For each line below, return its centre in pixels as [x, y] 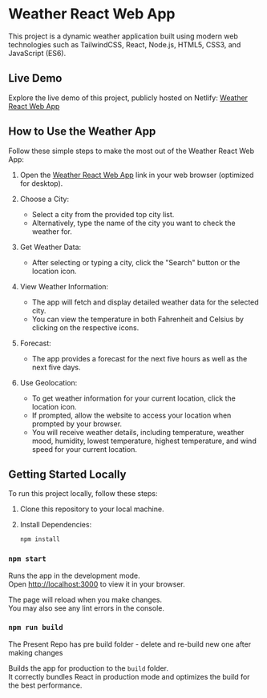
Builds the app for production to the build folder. [89, 668]
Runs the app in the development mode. [74, 575]
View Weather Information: [64, 286]
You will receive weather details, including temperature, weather [138, 432]
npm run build [36, 627]
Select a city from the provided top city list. [103, 214]
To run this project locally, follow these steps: [83, 494]
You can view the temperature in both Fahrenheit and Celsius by [138, 319]
